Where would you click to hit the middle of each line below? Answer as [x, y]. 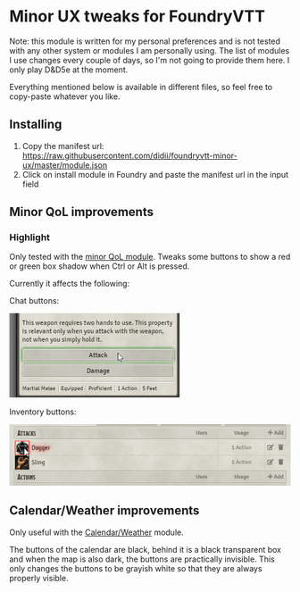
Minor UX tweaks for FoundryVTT [137, 17]
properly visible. [39, 578]
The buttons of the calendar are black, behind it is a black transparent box [145, 549]
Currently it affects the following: [70, 284]
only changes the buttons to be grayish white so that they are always [136, 568]
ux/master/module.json [65, 165]
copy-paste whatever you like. [65, 96]
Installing [36, 125]
